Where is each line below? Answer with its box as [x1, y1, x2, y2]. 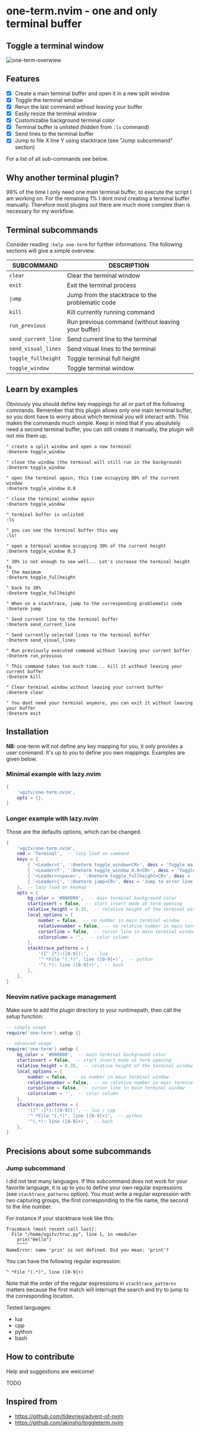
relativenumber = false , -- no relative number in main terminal [27, 1079, 196, 1086]
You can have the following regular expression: [6, 1257, 121, 1265]
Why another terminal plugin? [6, 172, 119, 183]
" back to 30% [6, 585, 42, 591]
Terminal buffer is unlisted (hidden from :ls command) [14, 124, 149, 131]
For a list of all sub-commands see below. [6, 155, 108, 163]
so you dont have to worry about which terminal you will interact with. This [6, 413, 189, 420]
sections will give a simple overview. [6, 247, 95, 254]
